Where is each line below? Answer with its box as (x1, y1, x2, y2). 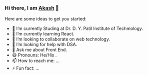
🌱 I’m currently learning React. (11, 31, 74, 37)
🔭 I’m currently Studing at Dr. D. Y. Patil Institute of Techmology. (11, 25, 143, 31)
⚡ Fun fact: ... (11, 65, 39, 71)
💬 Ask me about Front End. (11, 47, 67, 53)
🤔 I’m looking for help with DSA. (11, 41, 77, 47)
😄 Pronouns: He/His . (11, 52, 57, 58)
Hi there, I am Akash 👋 (4, 4, 59, 11)
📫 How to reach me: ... (11, 57, 60, 64)
